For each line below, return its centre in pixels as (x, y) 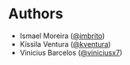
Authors (36, 14)
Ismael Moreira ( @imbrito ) (62, 36)
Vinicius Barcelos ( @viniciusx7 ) (71, 52)
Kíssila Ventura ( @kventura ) (65, 44)
